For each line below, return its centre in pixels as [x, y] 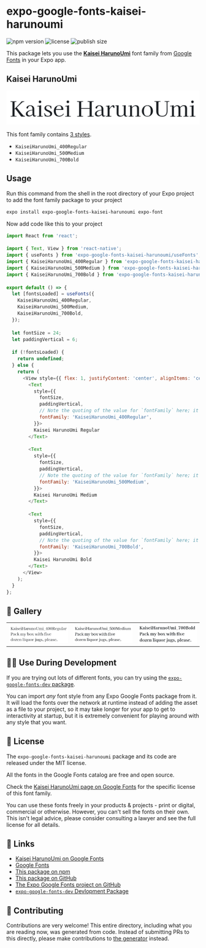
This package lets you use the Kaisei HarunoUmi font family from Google [99, 53]
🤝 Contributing [35, 911]
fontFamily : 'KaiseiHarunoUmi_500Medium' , [94, 482]
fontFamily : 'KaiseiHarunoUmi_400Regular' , [95, 417]
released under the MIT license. [47, 762]
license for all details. [33, 825]
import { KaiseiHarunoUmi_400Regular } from [64, 262]
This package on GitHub [46, 878]
